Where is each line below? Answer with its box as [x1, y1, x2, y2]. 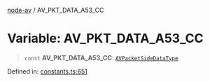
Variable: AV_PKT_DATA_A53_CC [7, 31, 204, 46]
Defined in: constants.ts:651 [7, 67, 87, 76]
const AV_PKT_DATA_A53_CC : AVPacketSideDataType [24, 53, 178, 62]
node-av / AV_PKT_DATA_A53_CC [7, 6, 104, 14]
